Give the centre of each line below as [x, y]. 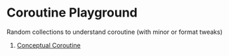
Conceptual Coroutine [49, 45]
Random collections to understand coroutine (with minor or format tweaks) [115, 32]
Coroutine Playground [72, 13]
